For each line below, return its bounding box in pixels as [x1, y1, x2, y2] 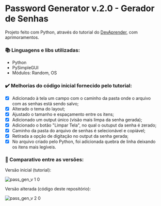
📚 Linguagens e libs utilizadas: [5, 47, 80, 53]
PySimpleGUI [12, 65, 39, 71]
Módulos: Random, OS [12, 70, 57, 76]
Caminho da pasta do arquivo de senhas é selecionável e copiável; [12, 127, 145, 133]
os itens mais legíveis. [12, 144, 57, 150]
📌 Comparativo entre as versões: [5, 156, 84, 163]
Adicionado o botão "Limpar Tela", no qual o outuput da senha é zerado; [12, 122, 157, 128]
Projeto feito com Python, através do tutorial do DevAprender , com [5, 29, 138, 35]
